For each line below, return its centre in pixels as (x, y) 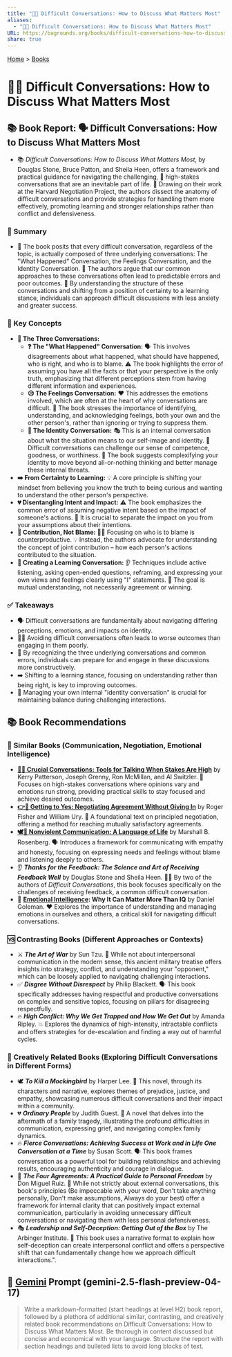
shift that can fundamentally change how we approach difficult (106, 1253)
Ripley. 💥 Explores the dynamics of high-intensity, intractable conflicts (117, 1024)
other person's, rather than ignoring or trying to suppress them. (118, 423)
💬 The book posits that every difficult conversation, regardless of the (115, 247)
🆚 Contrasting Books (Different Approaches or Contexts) (105, 939)
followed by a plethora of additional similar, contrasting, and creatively (124, 1317)
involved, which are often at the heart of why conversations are (117, 400)
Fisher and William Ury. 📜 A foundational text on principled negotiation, (118, 816)
